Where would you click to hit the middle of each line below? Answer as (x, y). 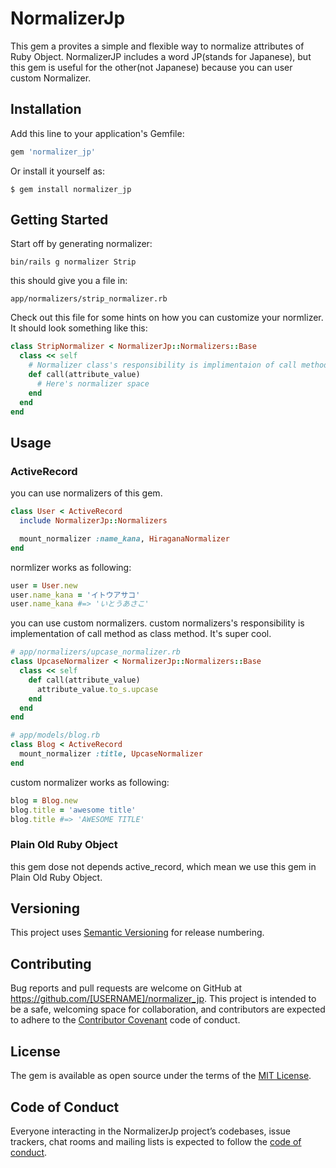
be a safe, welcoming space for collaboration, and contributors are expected (168, 1009)
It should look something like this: (79, 328)
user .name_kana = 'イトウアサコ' (75, 595)
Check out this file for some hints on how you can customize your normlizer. (167, 318)
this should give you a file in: (69, 281)
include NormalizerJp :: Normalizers (93, 521)
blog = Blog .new (44, 800)
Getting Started (59, 220)
